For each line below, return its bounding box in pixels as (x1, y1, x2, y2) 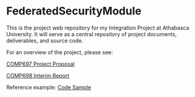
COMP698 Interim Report (6, 72, 70, 79)
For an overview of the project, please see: (6, 48, 113, 55)
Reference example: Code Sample (6, 83, 91, 91)
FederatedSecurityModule (6, 4, 142, 18)
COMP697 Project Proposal (6, 60, 74, 67)
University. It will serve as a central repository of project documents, (6, 30, 177, 37)
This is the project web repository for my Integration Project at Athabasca (6, 24, 190, 31)
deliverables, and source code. (6, 37, 84, 44)
